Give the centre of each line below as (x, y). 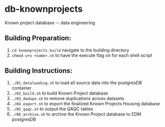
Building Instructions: (39, 71)
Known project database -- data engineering (50, 23)
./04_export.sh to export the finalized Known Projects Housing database (86, 103)
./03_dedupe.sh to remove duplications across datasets (68, 98)
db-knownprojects (44, 9)
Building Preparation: (38, 38)
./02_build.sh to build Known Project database (60, 93)
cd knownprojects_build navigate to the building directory (70, 50)
